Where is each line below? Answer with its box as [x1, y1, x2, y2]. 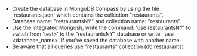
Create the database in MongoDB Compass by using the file [11, 5, 160, 12]
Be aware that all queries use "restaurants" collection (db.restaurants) [11, 43, 184, 50]
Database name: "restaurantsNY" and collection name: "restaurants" [11, 18, 181, 24]
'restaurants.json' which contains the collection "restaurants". [11, 11, 164, 18]
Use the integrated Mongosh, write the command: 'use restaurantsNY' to [11, 24, 191, 31]
